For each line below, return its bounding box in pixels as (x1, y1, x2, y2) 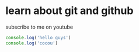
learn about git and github (5, 4, 134, 18)
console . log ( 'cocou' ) (5, 40, 58, 46)
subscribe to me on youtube (5, 23, 74, 30)
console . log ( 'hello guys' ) (5, 34, 71, 40)
